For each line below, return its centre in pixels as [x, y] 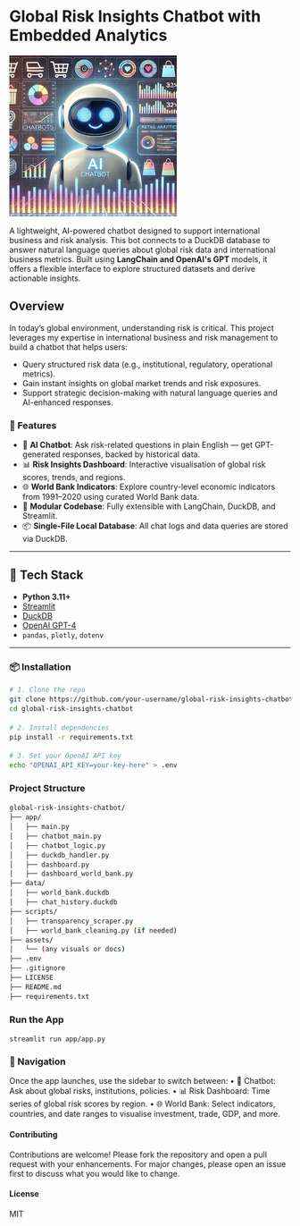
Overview [37, 306]
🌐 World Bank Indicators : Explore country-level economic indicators [149, 487]
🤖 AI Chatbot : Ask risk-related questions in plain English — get [137, 445]
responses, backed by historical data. [131, 454]
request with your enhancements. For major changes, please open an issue [148, 1163]
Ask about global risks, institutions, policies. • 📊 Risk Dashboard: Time [140, 1091]
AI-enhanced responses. [67, 402]
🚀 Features [33, 425]
